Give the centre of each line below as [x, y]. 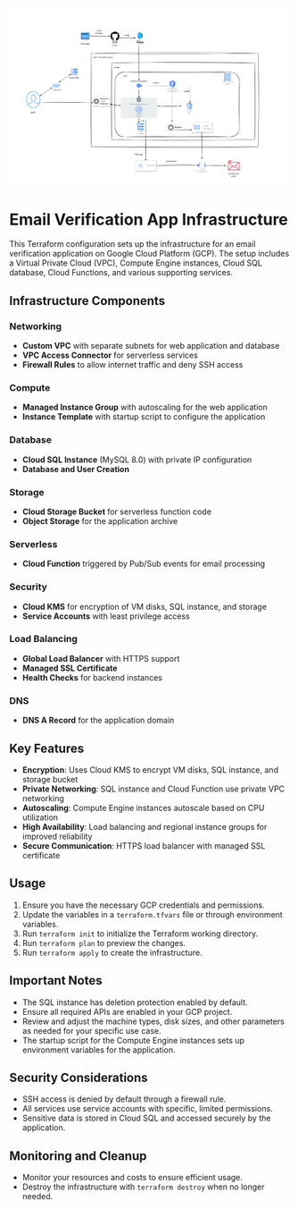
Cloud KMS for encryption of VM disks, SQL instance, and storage [145, 606]
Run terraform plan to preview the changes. [103, 943]
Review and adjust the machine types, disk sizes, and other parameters [153, 1021]
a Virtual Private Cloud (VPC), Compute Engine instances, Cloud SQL [136, 263]
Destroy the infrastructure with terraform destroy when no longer [143, 1187]
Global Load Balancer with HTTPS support [101, 658]
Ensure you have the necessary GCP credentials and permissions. [143, 905]
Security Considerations [79, 1077]
